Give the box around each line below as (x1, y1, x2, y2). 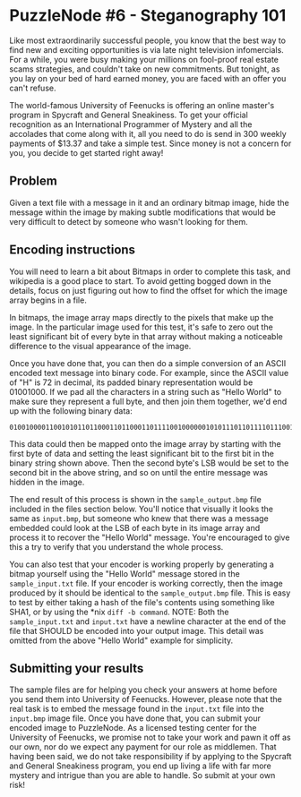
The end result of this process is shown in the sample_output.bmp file (9, 493, 262, 504)
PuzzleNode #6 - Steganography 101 (9, 5, 287, 26)
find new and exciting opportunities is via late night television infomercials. (9, 44, 284, 55)
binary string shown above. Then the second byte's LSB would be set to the (9, 458, 289, 468)
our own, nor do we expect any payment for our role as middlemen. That (9, 741, 277, 752)
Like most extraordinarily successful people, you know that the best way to (9, 35, 287, 46)
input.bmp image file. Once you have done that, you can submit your (9, 713, 262, 724)
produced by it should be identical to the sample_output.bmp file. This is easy (9, 587, 291, 598)
